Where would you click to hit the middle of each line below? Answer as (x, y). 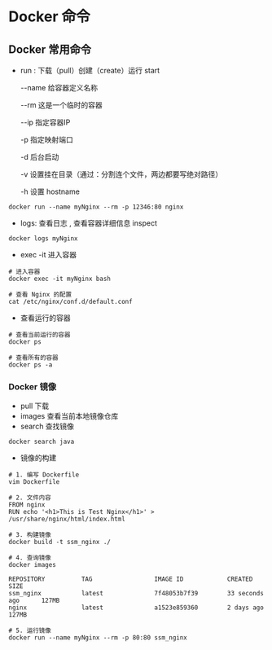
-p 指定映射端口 (46, 140)
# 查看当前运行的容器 (39, 335)
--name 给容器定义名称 (59, 88)
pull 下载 (35, 406)
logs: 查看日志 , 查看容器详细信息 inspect (88, 223)
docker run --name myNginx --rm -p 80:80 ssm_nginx (98, 638)
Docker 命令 (50, 17)
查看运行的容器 (45, 318)
